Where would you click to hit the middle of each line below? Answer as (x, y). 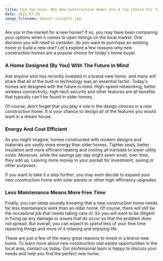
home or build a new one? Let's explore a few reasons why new (69, 48)
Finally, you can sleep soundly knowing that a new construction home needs (81, 203)
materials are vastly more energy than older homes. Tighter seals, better (77, 145)
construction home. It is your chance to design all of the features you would (81, 111)
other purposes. (21, 165)
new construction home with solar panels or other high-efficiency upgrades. (81, 179)
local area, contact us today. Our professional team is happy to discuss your (81, 248)
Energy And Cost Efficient (36, 129)
